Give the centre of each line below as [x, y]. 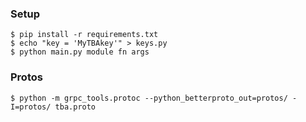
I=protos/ [31, 107]
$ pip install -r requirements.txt [84, 35]
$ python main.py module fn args [80, 52]
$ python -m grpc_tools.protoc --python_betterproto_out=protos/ [149, 98]
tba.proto [75, 107]
